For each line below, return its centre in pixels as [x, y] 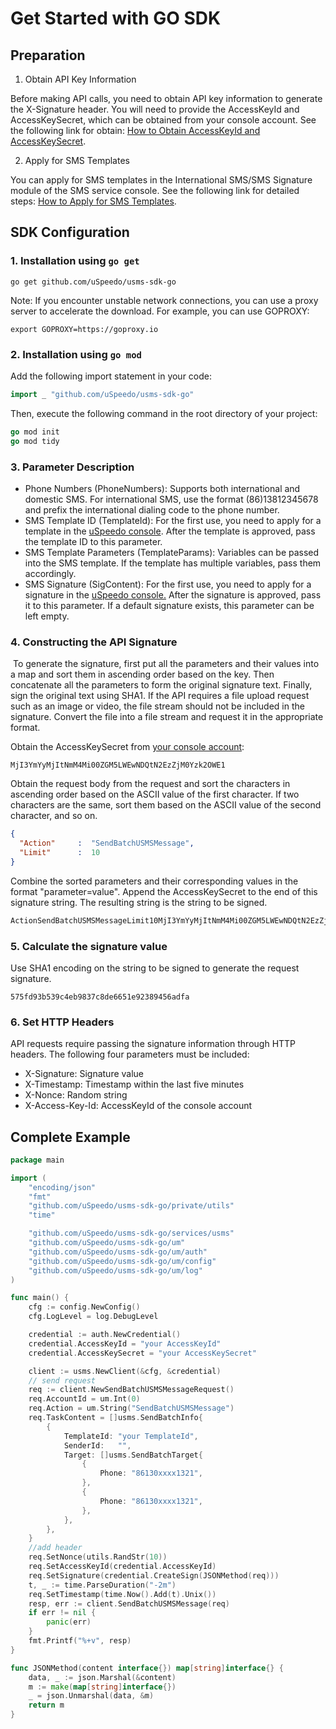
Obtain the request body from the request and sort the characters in [150, 784]
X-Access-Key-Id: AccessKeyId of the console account [138, 1106]
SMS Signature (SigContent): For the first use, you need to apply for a [168, 584]
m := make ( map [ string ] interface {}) [102, 1687]
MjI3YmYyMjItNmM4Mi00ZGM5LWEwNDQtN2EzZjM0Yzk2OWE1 [118, 765]
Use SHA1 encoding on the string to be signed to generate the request [155, 968]
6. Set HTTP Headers [62, 1022]
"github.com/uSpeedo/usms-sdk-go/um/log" [115, 1270]
